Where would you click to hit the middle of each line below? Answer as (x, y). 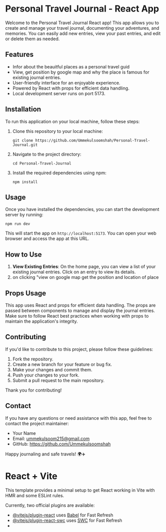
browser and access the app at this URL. (47, 239)
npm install (25, 182)
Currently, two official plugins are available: (50, 505)
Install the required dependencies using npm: (59, 173)
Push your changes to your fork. (46, 375)
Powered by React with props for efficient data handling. (71, 88)
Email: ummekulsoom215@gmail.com (51, 438)
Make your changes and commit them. (52, 369)
